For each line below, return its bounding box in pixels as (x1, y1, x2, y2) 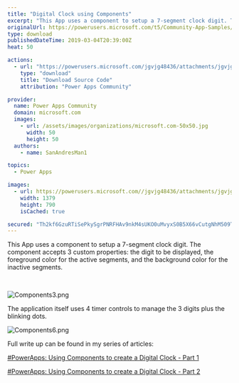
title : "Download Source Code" (20, 76, 113, 83)
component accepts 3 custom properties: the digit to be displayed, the (7, 247, 214, 257)
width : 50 (26, 129, 55, 136)
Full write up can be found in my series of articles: (7, 339, 154, 348)
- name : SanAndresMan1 (20, 149, 87, 156)
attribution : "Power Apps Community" (20, 83, 132, 90)
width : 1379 (20, 194, 55, 202)
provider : (7, 96, 37, 103)
